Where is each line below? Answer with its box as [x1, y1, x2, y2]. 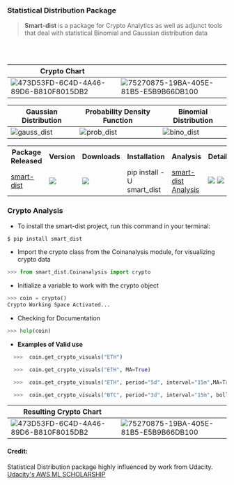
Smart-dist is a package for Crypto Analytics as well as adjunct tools [24, 22, 223, 30]
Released [10, 156, 42, 166]
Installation [127, 152, 165, 162]
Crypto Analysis [7, 206, 64, 216]
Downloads [81, 152, 120, 162]
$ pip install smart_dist [7, 235, 82, 242]
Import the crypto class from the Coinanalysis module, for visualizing [17, 248, 215, 256]
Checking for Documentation [17, 314, 101, 322]
